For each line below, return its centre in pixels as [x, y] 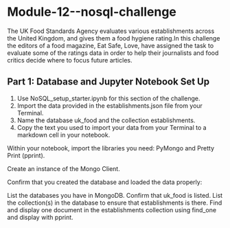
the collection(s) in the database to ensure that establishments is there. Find [115, 203]
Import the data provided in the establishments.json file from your [110, 105]
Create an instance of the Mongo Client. [64, 168]
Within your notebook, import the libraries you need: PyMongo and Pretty [111, 148]
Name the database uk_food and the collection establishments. [106, 120]
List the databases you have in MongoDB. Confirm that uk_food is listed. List [115, 195]
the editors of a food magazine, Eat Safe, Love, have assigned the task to [111, 45]
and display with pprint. [40, 217]
